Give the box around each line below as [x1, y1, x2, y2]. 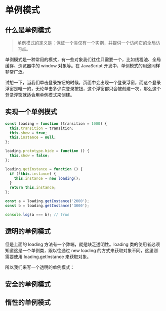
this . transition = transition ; [9, 126, 74, 131]
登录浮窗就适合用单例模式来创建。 [5, 92, 75, 98]
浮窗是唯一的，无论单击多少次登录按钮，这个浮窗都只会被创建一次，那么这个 [5, 86, 161, 92]
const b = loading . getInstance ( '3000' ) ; [5, 203, 90, 208]
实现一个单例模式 [5, 107, 57, 116]
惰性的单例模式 [5, 298, 51, 307]
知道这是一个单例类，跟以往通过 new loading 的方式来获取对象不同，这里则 [5, 247, 158, 253]
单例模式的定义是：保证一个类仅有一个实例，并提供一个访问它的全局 [17, 40, 156, 46]
